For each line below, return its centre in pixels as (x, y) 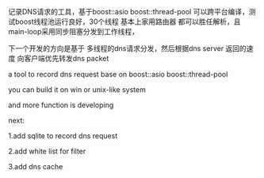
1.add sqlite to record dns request (63, 136)
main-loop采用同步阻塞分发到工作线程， (73, 31)
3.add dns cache (36, 166)
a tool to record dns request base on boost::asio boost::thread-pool (118, 74)
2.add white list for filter (47, 151)
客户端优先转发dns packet (66, 58)
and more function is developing (61, 105)
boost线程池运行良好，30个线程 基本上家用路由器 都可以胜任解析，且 (128, 21)
